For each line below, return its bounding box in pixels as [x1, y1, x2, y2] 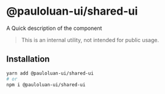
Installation [6, 54, 50, 65]
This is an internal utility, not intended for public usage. [21, 36, 160, 43]
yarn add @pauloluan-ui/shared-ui [6, 70, 94, 76]
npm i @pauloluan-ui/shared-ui [6, 81, 86, 88]
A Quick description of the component [6, 24, 102, 32]
